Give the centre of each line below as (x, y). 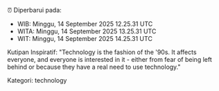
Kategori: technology (37, 80)
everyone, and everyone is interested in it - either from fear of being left (110, 59)
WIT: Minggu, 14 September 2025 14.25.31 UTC (85, 39)
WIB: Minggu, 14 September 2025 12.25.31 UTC (85, 24)
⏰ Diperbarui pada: (35, 10)
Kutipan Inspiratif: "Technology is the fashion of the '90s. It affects (102, 52)
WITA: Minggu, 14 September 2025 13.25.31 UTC (87, 31)
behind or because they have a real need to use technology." (94, 67)
